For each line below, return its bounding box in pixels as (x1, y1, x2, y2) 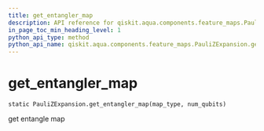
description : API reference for (8, 19, 114, 27)
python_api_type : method (8, 33, 90, 42)
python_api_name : (8, 41, 65, 49)
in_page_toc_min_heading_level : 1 (8, 26, 122, 34)
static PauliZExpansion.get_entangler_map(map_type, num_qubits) (8, 100, 226, 108)
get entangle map (8, 115, 65, 124)
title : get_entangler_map (8, 11, 93, 20)
